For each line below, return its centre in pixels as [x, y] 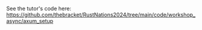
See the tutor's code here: [39, 9]
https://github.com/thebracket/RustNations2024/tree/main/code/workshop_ [101, 15]
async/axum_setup [30, 21]
